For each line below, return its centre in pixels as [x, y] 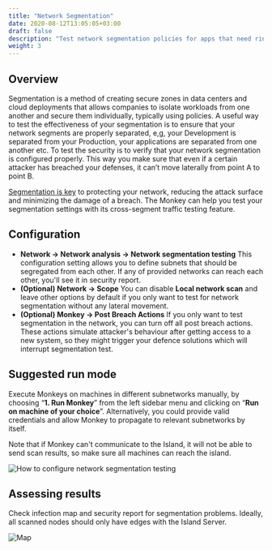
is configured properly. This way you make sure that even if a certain [123, 158]
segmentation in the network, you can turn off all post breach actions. [136, 323]
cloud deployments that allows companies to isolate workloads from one [129, 107]
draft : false [30, 31]
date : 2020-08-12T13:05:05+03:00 [65, 24]
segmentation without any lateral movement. [94, 306]
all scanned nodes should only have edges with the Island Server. [118, 522]
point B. [21, 176]
